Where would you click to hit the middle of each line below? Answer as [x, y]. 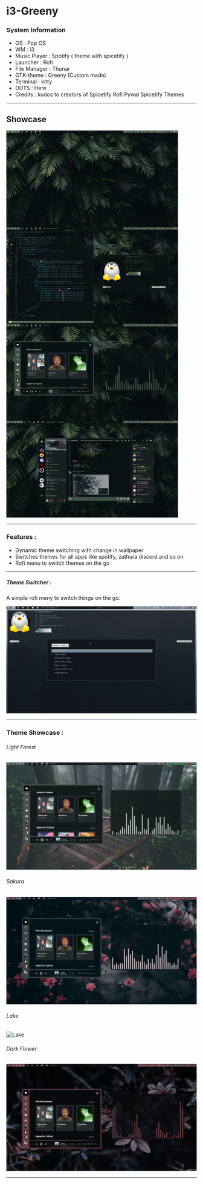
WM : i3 [25, 50]
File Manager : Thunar [43, 69]
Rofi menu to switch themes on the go [62, 563]
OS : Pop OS [31, 43]
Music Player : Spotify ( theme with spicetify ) [72, 56]
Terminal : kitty [34, 82]
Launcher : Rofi [34, 62]
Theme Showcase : [35, 733]
